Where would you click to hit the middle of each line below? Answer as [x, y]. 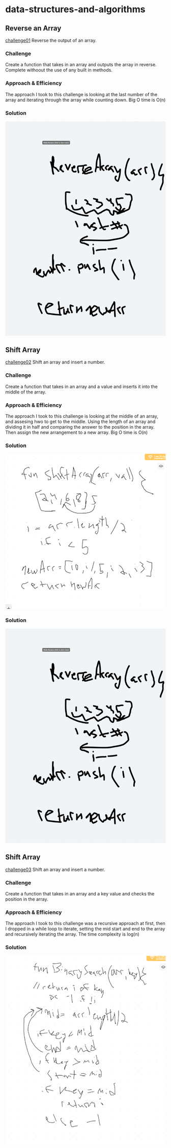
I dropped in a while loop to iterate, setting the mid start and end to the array [85, 929]
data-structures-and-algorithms [76, 9]
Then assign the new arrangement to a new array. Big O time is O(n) [77, 432]
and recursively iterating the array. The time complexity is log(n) [73, 934]
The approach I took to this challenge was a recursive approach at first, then [85, 923]
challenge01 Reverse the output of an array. [51, 40]
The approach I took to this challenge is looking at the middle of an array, [82, 416]
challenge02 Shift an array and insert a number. [55, 362]
